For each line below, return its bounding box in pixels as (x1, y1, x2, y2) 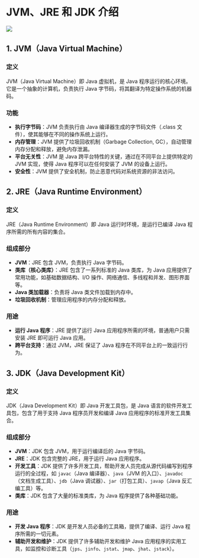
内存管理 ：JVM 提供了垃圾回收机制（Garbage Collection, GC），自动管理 (14, 138, 192, 145)
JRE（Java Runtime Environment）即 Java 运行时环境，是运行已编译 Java (6, 221, 187, 228)
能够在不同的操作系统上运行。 (38, 130, 111, 138)
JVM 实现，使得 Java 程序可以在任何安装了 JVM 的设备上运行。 (14, 160, 171, 167)
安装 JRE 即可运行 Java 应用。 (14, 334, 89, 342)
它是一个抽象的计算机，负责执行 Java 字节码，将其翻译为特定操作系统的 (6, 85, 182, 92)
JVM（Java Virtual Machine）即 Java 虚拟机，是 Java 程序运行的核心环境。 (6, 78, 191, 85)
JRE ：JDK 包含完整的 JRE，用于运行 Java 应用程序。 (14, 455, 145, 463)
